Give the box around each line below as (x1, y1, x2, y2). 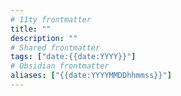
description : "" (10, 33, 78, 43)
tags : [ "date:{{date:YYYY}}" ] (10, 52, 137, 62)
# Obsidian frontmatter (10, 61, 110, 71)
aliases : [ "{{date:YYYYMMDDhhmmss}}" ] (10, 71, 172, 81)
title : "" (10, 24, 52, 34)
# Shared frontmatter (10, 42, 101, 53)
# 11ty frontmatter (10, 14, 92, 25)
